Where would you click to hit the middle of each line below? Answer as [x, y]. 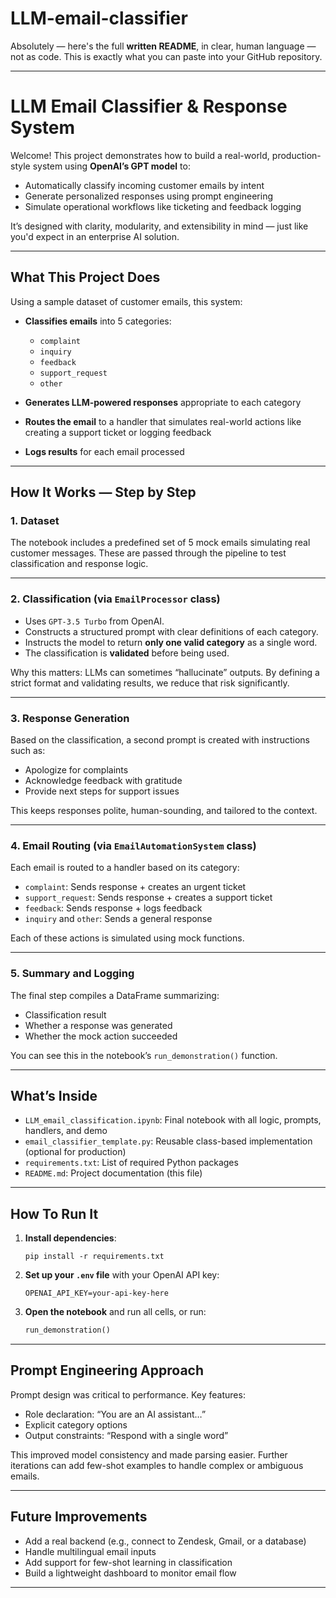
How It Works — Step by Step [103, 492]
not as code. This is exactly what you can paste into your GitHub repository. [166, 56]
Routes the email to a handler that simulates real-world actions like [163, 421]
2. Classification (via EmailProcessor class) [115, 599]
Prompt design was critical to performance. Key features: [128, 1394]
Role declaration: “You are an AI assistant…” [115, 1414]
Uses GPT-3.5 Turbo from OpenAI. [94, 621]
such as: [28, 750]
